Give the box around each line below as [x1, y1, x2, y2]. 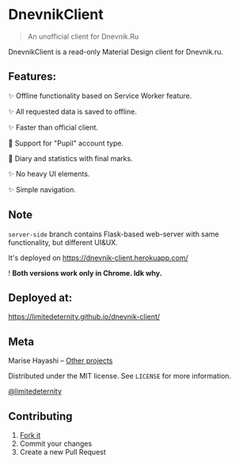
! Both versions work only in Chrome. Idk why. [8, 268, 162, 277]
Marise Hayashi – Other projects [8, 356, 113, 365]
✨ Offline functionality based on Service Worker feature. [8, 91, 192, 100]
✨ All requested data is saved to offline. [8, 107, 137, 116]
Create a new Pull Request [19, 447, 107, 456]
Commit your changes [19, 439, 93, 448]
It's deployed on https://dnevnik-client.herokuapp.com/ [8, 253, 188, 262]
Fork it [19, 431, 41, 439]
